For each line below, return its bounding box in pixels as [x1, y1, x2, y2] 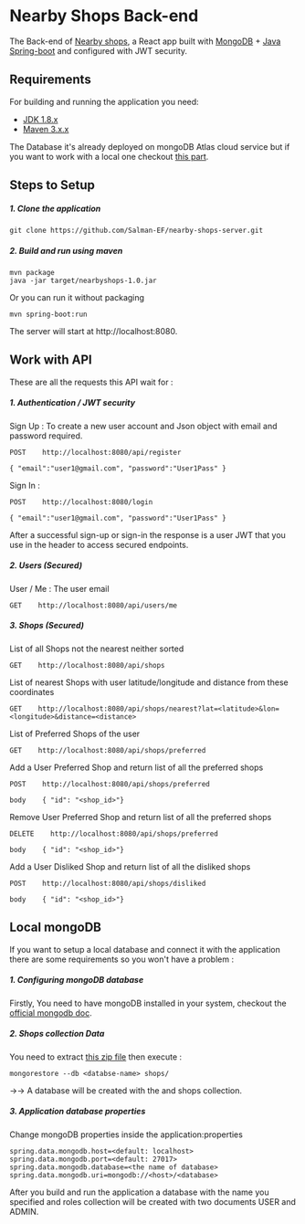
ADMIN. [9, 1206, 39, 1217]
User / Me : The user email [9, 583, 110, 594]
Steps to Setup [9, 177, 96, 193]
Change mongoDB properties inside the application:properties [9, 1129, 244, 1140]
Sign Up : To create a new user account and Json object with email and [9, 420, 278, 431]
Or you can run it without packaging [9, 292, 144, 303]
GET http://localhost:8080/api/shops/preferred [9, 745, 206, 754]
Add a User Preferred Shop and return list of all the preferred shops [9, 762, 264, 773]
